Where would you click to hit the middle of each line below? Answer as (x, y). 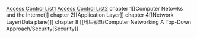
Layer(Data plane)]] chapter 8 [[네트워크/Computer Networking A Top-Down (99, 22)
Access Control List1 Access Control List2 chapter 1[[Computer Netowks (95, 9)
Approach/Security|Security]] (42, 28)
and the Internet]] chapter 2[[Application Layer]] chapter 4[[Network (90, 15)
